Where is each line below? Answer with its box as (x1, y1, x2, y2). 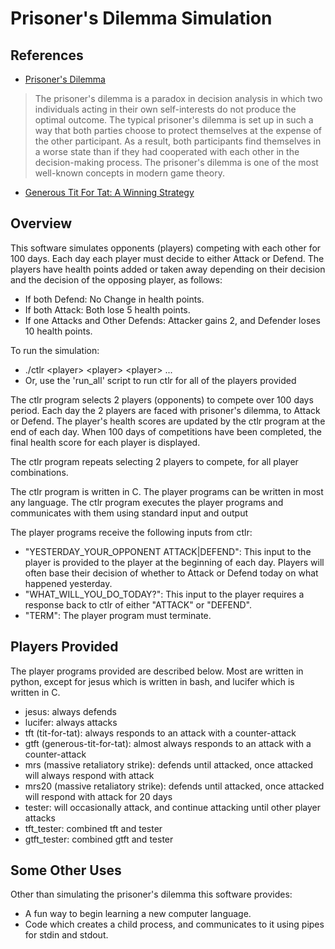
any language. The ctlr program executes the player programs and (10, 496, 284, 508)
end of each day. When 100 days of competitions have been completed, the (10, 425, 322, 437)
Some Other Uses (10, 862, 122, 879)
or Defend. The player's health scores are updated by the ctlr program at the (10, 415, 326, 427)
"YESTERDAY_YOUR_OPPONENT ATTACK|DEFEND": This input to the (24, 545, 312, 557)
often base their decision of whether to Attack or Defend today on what (24, 567, 319, 579)
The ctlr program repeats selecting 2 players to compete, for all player (10, 455, 299, 467)
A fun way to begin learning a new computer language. (24, 908, 252, 920)
